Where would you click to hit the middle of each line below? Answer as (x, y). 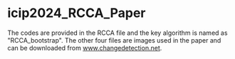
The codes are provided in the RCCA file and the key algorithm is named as (117, 33)
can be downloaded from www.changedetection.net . (85, 48)
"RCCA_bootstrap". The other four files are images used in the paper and (114, 40)
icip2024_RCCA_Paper (77, 13)
